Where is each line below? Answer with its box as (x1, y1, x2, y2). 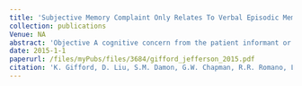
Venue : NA (9, 30, 47, 39)
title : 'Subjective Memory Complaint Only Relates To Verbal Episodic (9, 13, 280, 22)
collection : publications (9, 21, 106, 30)
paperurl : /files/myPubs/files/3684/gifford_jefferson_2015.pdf (9, 55, 255, 64)
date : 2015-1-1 (9, 47, 67, 56)
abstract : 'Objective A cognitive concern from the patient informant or (9, 38, 292, 47)
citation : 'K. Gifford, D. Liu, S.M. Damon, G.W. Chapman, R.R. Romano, (9, 64, 288, 73)
